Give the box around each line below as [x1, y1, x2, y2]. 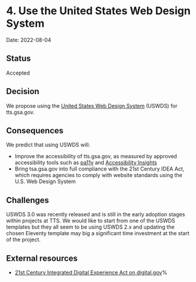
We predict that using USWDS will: [6, 141, 91, 149]
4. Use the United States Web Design [6, 4, 191, 18]
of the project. [6, 236, 41, 243]
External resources [6, 253, 78, 263]
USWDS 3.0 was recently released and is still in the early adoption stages [6, 211, 185, 218]
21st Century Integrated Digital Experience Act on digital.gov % [14, 269, 168, 276]
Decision [6, 86, 40, 97]
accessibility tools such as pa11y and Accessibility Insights [14, 159, 158, 166]
